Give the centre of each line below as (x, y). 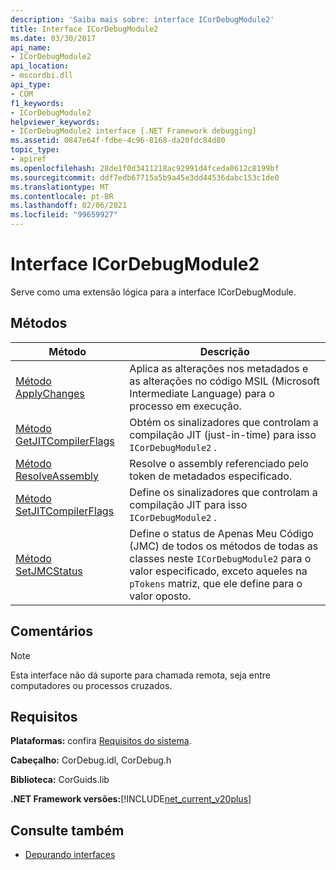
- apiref (28, 159)
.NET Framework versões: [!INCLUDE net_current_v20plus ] (131, 799)
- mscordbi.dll (42, 76)
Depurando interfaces (70, 855)
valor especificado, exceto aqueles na (218, 571)
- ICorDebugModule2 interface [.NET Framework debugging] (133, 131)
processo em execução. (185, 406)
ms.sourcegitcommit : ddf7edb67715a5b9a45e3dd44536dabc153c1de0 (145, 177)
